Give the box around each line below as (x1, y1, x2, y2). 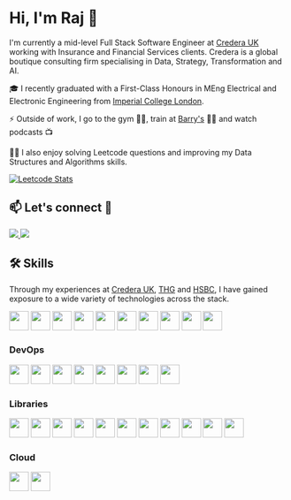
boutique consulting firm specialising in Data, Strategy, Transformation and (9, 56, 283, 66)
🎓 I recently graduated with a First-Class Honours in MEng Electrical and (9, 83, 277, 94)
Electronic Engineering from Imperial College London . (9, 95, 205, 106)
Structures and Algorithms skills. (9, 156, 128, 167)
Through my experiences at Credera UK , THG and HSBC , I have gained (9, 284, 268, 294)
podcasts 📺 (9, 126, 53, 137)
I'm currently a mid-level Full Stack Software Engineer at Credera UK (9, 37, 259, 48)
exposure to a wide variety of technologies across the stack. (9, 293, 230, 304)
